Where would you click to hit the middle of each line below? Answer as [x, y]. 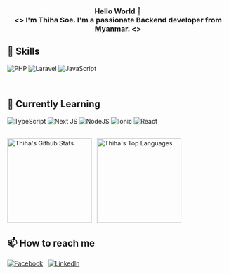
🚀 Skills [24, 52]
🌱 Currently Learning [54, 104]
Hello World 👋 [118, 11]
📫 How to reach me [51, 243]
